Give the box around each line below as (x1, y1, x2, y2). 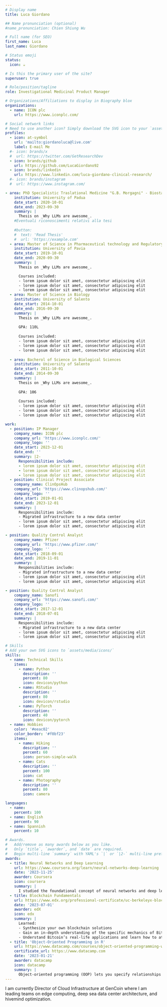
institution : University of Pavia (14, 246, 85, 251)
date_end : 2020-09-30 (14, 255, 59, 261)
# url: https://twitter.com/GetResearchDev (9, 154, 103, 159)
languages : (5, 801, 28, 806)
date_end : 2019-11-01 (14, 556, 59, 561)
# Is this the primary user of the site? (5, 71, 92, 76)
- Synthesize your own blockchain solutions (18, 925, 112, 930)
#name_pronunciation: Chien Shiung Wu (5, 25, 85, 30)
